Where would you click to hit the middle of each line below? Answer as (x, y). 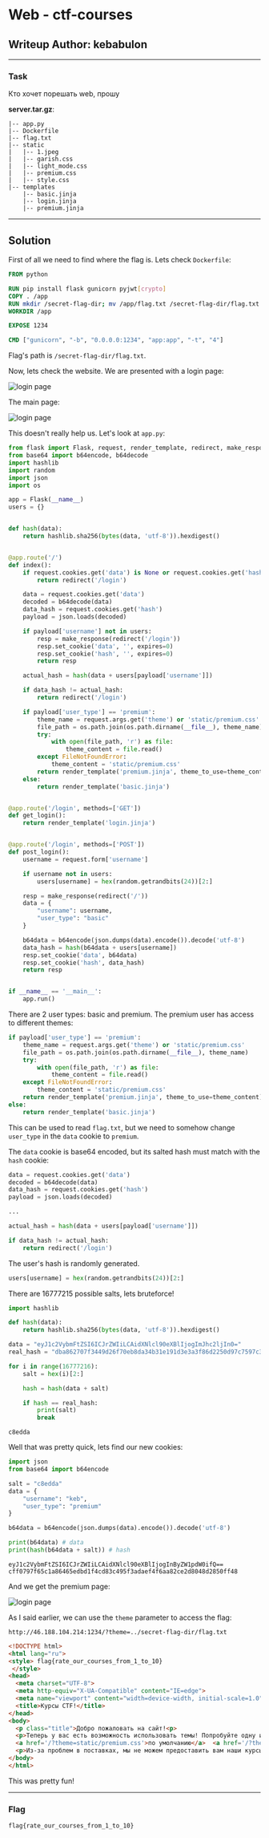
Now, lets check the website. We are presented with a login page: (116, 371)
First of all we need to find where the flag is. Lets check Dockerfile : (120, 260)
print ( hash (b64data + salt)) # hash (69, 1550)
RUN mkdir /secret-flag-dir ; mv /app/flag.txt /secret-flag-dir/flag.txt (134, 304)
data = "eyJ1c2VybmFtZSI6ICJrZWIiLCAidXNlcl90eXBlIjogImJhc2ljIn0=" (125, 1345)
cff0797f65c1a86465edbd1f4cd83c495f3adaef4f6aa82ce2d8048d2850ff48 (123, 1571)
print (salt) (57, 1410)
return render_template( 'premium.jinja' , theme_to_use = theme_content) (143, 1098)
